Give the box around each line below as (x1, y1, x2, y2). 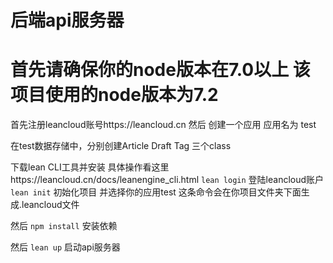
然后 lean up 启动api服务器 (10, 241, 121, 253)
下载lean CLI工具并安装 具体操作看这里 (10, 161, 170, 173)
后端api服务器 (10, 9, 125, 32)
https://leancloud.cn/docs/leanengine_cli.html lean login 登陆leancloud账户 (10, 174, 325, 186)
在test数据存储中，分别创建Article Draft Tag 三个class (10, 140, 232, 152)
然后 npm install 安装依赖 (10, 220, 118, 232)
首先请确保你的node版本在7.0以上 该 (10, 59, 311, 81)
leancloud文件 (21, 199, 80, 211)
